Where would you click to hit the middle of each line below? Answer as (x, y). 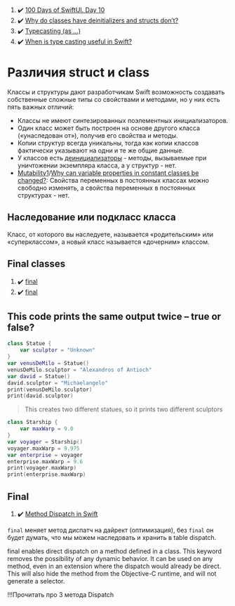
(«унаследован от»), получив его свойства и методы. (98, 135)
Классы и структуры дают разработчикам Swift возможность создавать (116, 92)
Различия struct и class (78, 73)
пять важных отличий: (41, 107)
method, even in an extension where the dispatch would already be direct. (114, 566)
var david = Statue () (39, 376)
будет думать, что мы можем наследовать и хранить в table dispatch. (112, 537)
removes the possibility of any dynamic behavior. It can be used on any (110, 558)
